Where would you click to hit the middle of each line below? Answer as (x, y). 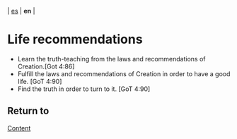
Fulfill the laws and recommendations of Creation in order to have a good (124, 73)
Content (19, 128)
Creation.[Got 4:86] (46, 66)
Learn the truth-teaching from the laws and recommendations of (112, 59)
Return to (28, 111)
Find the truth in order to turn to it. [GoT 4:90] (84, 89)
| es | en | (21, 11)
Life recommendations (75, 40)
